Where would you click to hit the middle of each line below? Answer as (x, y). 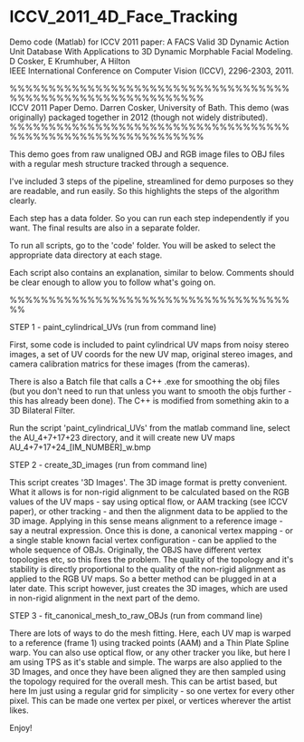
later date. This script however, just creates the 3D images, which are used (148, 588)
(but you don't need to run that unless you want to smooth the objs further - (151, 391)
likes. (19, 710)
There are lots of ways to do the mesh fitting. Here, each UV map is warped (150, 633)
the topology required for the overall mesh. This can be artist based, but (143, 681)
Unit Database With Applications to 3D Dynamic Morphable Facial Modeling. (151, 51)
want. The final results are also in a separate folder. (105, 228)
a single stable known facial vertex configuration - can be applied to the (143, 540)
